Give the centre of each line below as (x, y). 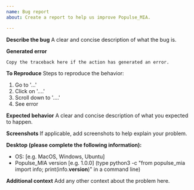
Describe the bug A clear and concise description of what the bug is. (91, 39)
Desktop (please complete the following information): (74, 145)
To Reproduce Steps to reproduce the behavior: (65, 73)
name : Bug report (28, 12)
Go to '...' (26, 85)
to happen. (19, 122)
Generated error (27, 51)
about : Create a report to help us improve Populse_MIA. (78, 17)
